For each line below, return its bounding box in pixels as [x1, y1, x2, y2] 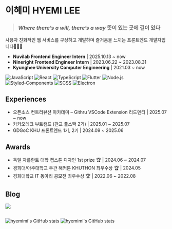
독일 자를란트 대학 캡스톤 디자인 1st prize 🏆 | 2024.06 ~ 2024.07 [12, 157, 146, 163]
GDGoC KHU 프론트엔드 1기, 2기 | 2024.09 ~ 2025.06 [12, 127, 124, 133]
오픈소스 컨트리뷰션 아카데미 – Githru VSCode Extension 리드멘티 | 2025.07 [12, 109, 167, 116]
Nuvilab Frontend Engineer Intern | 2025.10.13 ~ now [12, 53, 126, 60]
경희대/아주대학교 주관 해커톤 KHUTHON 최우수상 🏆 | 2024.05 [12, 165, 141, 171]
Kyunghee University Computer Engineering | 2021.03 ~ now [12, 65, 145, 71]
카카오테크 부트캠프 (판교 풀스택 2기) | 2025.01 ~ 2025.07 [12, 121, 130, 127]
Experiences [5, 94, 47, 103]
